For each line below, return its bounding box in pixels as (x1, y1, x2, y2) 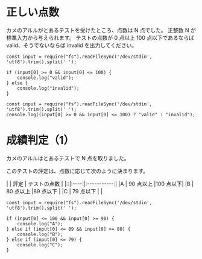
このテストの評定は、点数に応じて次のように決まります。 (6, 167, 149, 175)
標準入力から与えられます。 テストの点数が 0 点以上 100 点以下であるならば (6, 34, 195, 41)
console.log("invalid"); (17, 85, 80, 91)
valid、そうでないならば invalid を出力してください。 (6, 42, 137, 49)
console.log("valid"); (17, 75, 74, 81)
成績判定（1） (6, 134, 75, 148)
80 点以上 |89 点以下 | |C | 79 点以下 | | (6, 187, 103, 195)
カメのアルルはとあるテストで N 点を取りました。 (6, 154, 130, 161)
